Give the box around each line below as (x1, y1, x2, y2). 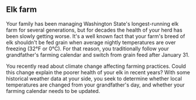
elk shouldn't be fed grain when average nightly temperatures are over (6, 39, 176, 46)
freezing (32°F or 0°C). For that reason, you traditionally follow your (6, 45, 169, 52)
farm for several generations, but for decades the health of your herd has (6, 26, 183, 33)
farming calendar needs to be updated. (6, 87, 101, 94)
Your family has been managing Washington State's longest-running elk (6, 20, 179, 27)
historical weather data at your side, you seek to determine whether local (6, 75, 183, 82)
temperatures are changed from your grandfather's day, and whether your (6, 81, 185, 88)
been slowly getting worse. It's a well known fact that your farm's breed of (6, 32, 185, 40)
